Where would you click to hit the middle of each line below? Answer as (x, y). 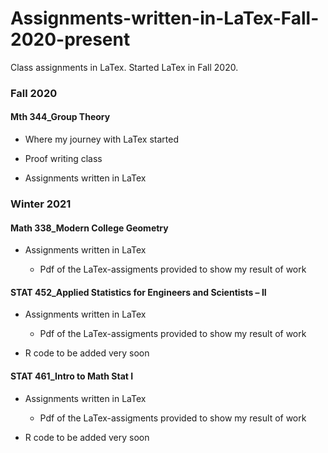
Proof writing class (63, 159)
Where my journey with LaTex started (101, 139)
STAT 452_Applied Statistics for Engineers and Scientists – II (138, 292)
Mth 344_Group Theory (60, 117)
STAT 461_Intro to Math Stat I (72, 376)
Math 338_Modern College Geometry (89, 228)
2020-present (70, 39)
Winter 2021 (41, 204)
